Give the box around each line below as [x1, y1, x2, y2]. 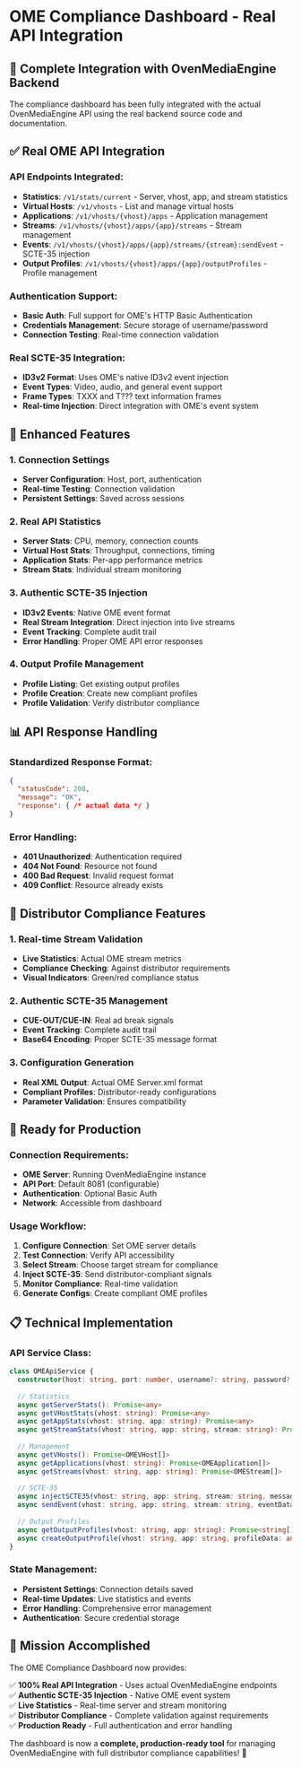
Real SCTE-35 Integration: [9, 352, 125, 364]
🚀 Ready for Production [9, 1121, 142, 1136]
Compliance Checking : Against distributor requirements [21, 962, 231, 973]
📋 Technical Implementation [9, 1315, 174, 1330]
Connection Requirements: [9, 1148, 129, 1161]
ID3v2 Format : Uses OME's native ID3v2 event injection [21, 372, 229, 383]
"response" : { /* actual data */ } [17, 801, 150, 811]
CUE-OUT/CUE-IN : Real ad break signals [21, 1015, 175, 1026]
